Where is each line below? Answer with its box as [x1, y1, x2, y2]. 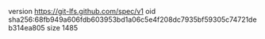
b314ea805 [8, 23, 45, 32]
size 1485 [46, 23, 78, 32]
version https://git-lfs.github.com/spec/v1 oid [8, 7, 156, 16]
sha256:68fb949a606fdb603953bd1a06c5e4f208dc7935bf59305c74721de [8, 15, 257, 24]
